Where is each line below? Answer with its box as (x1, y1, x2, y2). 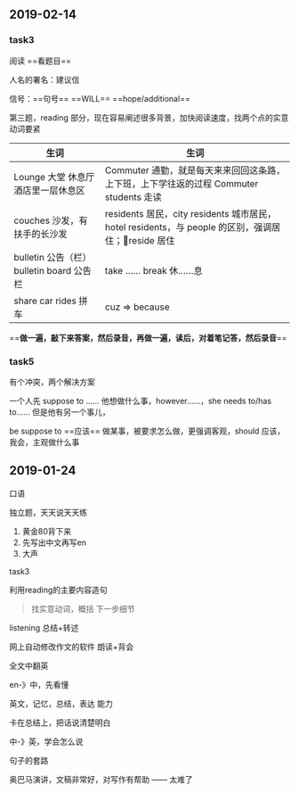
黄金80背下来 (21, 525, 72, 536)
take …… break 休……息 (105, 264, 203, 277)
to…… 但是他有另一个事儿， (9, 406, 110, 417)
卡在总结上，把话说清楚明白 (9, 717, 111, 728)
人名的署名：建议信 (9, 74, 80, 85)
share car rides (13, 294, 77, 307)
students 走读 (105, 191, 162, 203)
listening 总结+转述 (9, 622, 79, 632)
